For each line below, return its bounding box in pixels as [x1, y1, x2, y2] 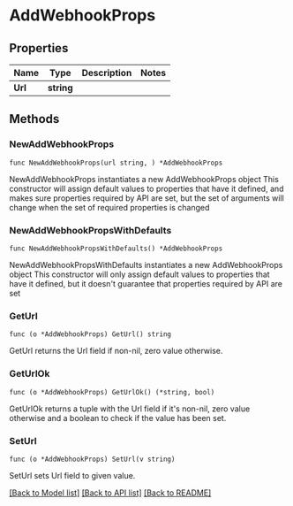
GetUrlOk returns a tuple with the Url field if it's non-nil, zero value [9, 403, 251, 414]
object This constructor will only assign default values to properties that [9, 269, 271, 280]
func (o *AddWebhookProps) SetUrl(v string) [9, 455, 176, 464]
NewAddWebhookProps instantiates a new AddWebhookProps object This [9, 173, 280, 184]
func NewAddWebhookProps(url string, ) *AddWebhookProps [9, 158, 223, 167]
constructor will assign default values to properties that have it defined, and [9, 183, 284, 194]
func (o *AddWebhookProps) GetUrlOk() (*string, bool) [9, 387, 215, 396]
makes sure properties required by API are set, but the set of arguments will [9, 192, 284, 203]
